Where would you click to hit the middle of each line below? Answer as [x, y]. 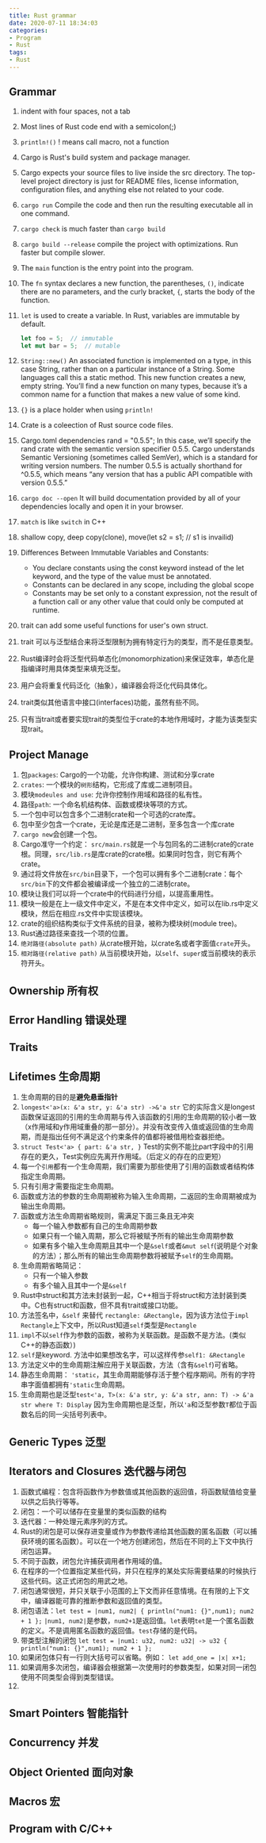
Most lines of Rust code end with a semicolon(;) [98, 126]
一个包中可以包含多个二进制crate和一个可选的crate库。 [110, 815]
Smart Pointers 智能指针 [69, 1713]
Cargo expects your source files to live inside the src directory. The [130, 172]
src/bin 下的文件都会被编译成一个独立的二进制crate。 [107, 884]
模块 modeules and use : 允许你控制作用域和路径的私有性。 [113, 795]
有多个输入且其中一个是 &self [80, 1285]
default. [33, 324]
